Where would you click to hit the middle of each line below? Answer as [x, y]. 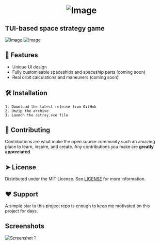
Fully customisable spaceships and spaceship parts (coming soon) [79, 72]
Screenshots [25, 226]
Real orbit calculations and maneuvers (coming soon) [65, 77]
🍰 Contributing [28, 130]
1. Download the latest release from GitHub [51, 107]
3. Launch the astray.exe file [37, 115]
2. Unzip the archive [27, 111]
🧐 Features [22, 55]
